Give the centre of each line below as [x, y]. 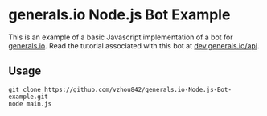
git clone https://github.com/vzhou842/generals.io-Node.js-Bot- [120, 89]
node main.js [30, 104]
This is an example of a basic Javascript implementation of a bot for [121, 37]
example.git [28, 97]
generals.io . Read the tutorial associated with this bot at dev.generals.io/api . [134, 45]
